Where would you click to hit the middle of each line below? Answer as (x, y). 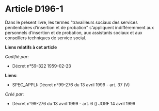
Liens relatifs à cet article (31, 47)
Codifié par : (17, 56)
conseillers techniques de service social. (46, 38)
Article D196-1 (34, 9)
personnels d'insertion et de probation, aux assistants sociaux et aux (74, 32)
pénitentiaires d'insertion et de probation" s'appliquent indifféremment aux (79, 27)
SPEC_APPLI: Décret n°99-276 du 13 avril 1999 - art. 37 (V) (71, 85)
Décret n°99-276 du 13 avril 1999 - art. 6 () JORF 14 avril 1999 (74, 103)
